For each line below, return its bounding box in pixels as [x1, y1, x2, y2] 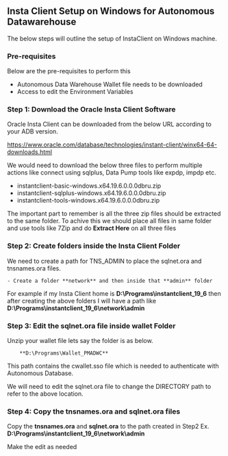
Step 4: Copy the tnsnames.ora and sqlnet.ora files [7, 407, 181, 416]
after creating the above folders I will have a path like [7, 296, 156, 305]
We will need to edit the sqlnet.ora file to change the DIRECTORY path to [7, 383, 212, 390]
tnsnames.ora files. [7, 264, 62, 273]
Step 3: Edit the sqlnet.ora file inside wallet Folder [7, 321, 176, 331]
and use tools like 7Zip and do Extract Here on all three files [7, 224, 177, 232]
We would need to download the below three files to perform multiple [7, 161, 203, 170]
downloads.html [7, 148, 53, 156]
